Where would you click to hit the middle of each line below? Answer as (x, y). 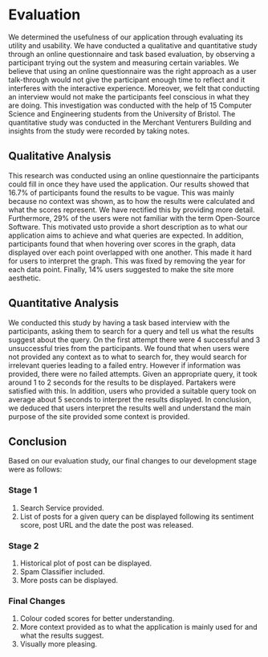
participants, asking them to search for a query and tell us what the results (131, 331)
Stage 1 (23, 490)
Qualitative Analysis (60, 156)
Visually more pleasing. (59, 644)
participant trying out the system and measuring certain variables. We (124, 63)
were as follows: (35, 469)
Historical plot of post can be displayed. (86, 563)
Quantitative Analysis (63, 303)
